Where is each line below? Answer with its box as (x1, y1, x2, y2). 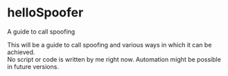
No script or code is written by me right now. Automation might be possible (7, 55, 222, 63)
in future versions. (7, 62, 59, 71)
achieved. (7, 48, 35, 56)
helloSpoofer (7, 5, 84, 21)
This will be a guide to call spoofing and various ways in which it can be (7, 40, 212, 49)
